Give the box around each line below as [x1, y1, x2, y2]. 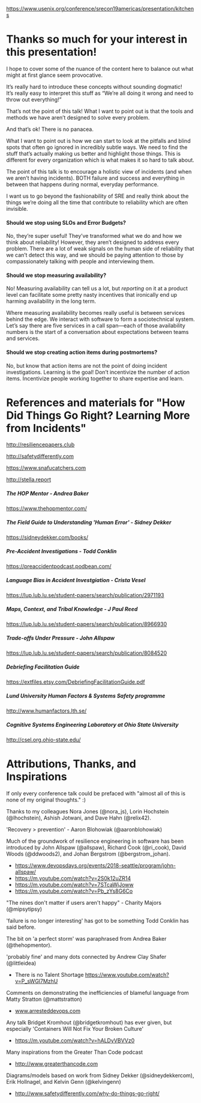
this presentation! [6, 45, 97, 59]
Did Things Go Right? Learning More [6, 409, 190, 422]
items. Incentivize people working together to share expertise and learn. [6, 375, 184, 382]
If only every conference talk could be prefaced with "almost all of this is [6, 790, 186, 797]
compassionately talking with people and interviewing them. [6, 258, 155, 265]
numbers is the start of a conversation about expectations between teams [6, 329, 189, 336]
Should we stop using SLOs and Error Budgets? [6, 219, 126, 226]
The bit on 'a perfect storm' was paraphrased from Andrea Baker [6, 935, 167, 943]
